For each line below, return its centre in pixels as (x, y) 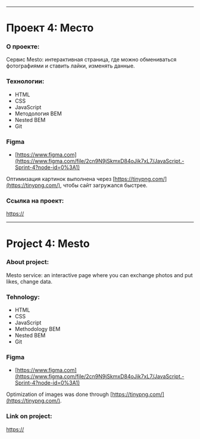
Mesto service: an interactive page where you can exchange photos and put (99, 275)
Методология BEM (38, 113)
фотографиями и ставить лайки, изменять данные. (71, 66)
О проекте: (23, 47)
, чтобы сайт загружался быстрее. (104, 185)
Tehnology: (23, 297)
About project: (28, 262)
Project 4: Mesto (48, 243)
